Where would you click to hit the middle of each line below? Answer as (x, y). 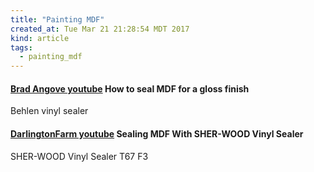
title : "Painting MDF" (57, 19)
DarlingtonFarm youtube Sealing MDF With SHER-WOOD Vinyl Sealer (157, 133)
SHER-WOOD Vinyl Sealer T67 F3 (79, 156)
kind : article (40, 38)
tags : (21, 47)
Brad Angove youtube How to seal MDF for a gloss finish (130, 88)
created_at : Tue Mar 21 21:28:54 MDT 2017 (100, 29)
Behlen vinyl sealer (49, 111)
